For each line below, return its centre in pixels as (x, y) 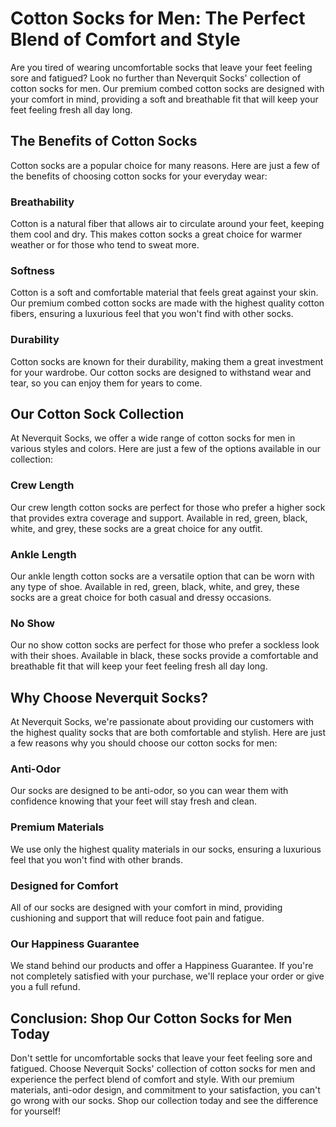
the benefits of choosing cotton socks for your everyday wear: (139, 176)
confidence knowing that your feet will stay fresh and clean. (133, 801)
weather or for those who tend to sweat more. (105, 245)
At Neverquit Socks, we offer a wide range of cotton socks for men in (153, 438)
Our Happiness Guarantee (75, 944)
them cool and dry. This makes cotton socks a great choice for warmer (156, 234)
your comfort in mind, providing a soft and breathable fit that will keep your (164, 99)
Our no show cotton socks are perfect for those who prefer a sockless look (165, 645)
